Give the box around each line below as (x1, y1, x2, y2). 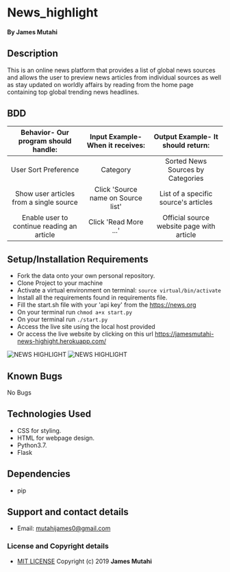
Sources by (167, 165, 205, 175)
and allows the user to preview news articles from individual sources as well (7, 73, 221, 82)
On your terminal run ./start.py (16, 315, 108, 323)
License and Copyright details (7, 541, 110, 551)
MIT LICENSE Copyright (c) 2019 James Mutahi (16, 557, 153, 565)
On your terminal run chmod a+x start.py (16, 308, 133, 316)
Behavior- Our (20, 128, 70, 138)
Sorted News (165, 156, 207, 166)
